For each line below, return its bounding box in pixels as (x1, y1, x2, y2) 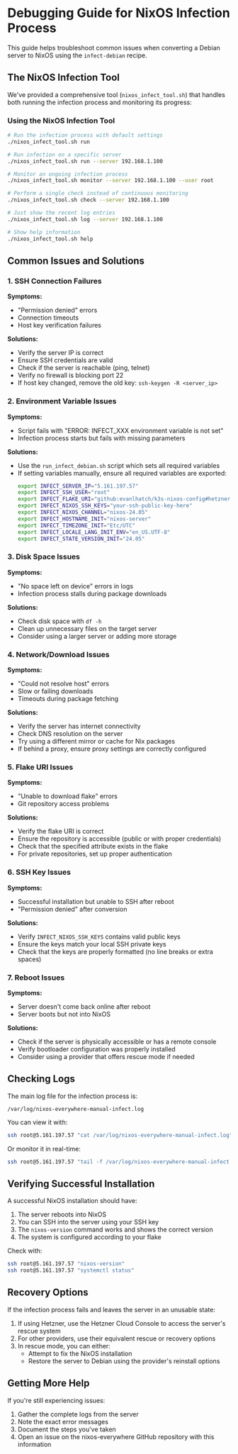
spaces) (17, 955, 42, 963)
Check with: (7, 1246, 42, 1256)
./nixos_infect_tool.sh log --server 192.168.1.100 (7, 216, 163, 223)
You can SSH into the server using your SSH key (17, 1218, 159, 1226)
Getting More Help (7, 1377, 90, 1389)
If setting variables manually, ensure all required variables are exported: (17, 469, 227, 477)
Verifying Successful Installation (7, 1178, 155, 1190)
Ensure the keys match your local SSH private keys (17, 939, 166, 948)
